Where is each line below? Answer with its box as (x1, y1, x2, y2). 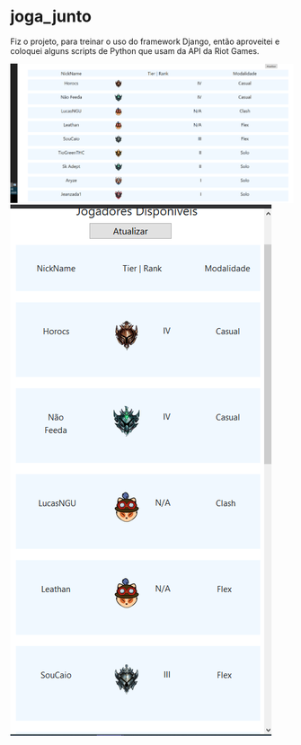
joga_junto (10, 6, 93, 27)
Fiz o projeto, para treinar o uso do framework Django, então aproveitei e (10, 36, 280, 47)
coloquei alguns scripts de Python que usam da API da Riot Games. (10, 45, 260, 56)
